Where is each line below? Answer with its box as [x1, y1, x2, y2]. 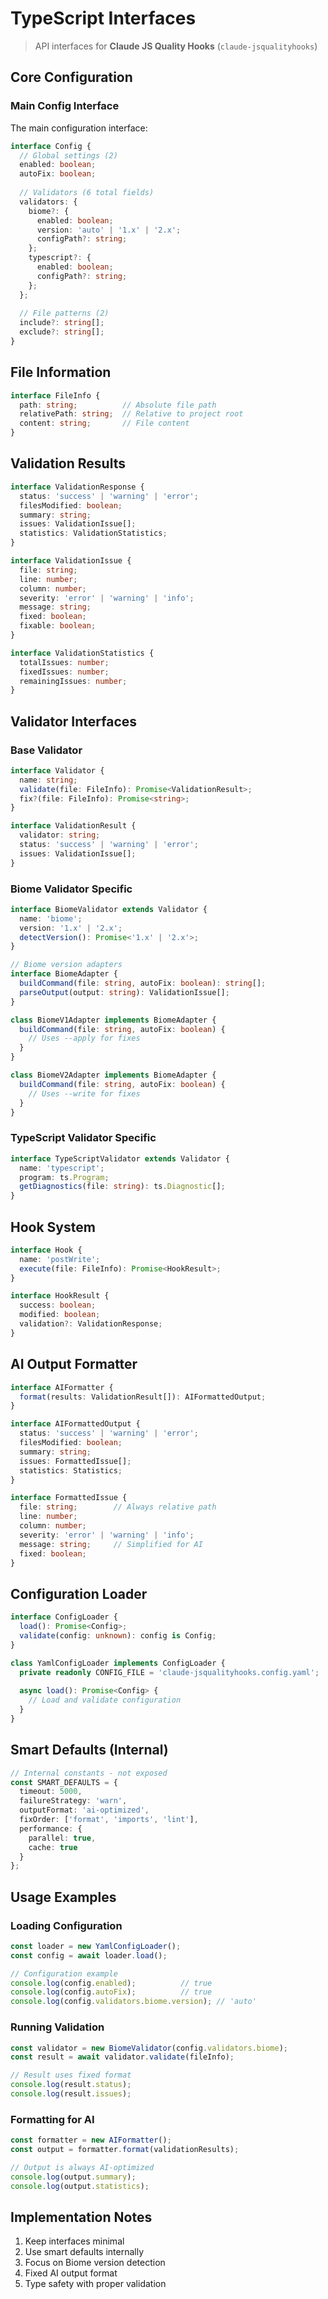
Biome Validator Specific [10, 882, 133, 896]
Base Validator [10, 743, 83, 757]
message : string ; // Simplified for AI [19, 1539, 203, 1549]
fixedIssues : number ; [19, 667, 110, 677]
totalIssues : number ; [19, 657, 110, 667]
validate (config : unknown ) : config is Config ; [19, 1630, 217, 1641]
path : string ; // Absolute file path [19, 400, 217, 410]
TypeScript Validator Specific [10, 1131, 157, 1145]
